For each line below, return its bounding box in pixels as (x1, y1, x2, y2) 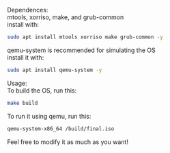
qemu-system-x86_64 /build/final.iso (7, 125, 115, 132)
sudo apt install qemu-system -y (7, 67, 102, 73)
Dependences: (7, 6, 48, 14)
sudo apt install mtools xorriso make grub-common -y (7, 34, 164, 40)
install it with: (7, 53, 44, 61)
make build (7, 99, 38, 106)
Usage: (7, 79, 27, 87)
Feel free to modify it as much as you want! (7, 137, 128, 146)
